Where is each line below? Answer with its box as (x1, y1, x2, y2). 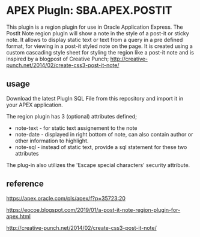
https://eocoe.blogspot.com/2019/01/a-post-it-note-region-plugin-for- (6, 206, 181, 213)
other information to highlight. (14, 137, 89, 144)
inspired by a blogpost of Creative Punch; (6, 55, 109, 62)
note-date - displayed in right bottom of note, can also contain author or (14, 130, 193, 138)
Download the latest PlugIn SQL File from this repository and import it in (6, 95, 184, 102)
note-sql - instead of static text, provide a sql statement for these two (14, 143, 187, 150)
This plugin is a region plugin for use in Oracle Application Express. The (6, 23, 183, 31)
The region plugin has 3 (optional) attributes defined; (6, 113, 137, 120)
